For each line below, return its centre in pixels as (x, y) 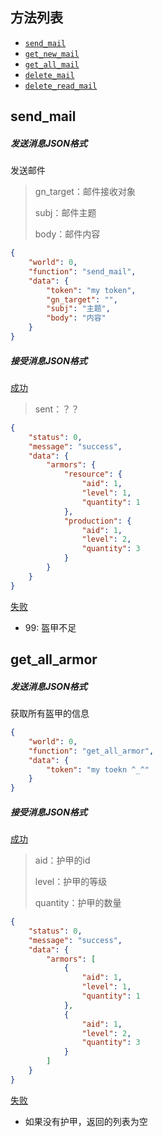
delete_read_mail (61, 86)
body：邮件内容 (67, 234)
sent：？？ (57, 409)
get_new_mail (52, 54)
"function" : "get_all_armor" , (91, 751)
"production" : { (97, 521)
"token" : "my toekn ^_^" (98, 769)
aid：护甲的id (62, 860)
